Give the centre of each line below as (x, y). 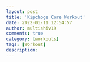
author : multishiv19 (31, 28)
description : (22, 50)
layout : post (22, 12)
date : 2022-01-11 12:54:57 (39, 22)
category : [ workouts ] (33, 39)
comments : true (25, 34)
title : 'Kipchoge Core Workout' (46, 17)
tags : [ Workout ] (26, 45)
